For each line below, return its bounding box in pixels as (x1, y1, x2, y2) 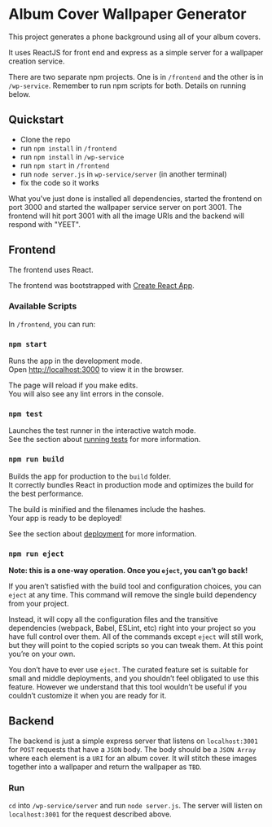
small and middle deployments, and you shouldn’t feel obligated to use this (8, 673, 259, 684)
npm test (8, 409, 43, 419)
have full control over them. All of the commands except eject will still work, (8, 632, 264, 641)
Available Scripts (8, 300, 77, 312)
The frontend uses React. (8, 265, 94, 274)
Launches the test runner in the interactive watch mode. (8, 426, 197, 435)
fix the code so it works (20, 177, 99, 187)
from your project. (8, 599, 69, 609)
